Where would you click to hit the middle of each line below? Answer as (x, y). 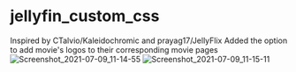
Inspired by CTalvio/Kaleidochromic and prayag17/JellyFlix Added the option (149, 40)
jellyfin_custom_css (85, 16)
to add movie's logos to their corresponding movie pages (114, 49)
